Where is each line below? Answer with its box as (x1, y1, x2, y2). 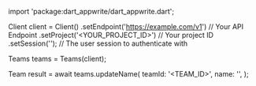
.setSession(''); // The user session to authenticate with (8, 39, 188, 48)
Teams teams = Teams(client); (8, 54, 106, 63)
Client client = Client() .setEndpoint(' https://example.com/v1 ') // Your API (8, 22, 244, 31)
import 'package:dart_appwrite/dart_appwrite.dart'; (8, 7, 175, 16)
